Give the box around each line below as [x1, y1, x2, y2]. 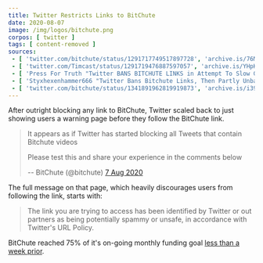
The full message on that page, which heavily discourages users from [8, 183, 233, 193]
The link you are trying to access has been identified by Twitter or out [27, 207, 252, 216]
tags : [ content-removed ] [8, 41, 96, 49]
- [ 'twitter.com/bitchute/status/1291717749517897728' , [11, 56, 201, 63]
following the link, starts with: [8, 191, 103, 200]
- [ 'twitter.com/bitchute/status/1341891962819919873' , [11, 84, 201, 92]
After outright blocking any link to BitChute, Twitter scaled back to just [8, 106, 234, 115]
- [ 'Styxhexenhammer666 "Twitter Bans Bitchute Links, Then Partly [11, 77, 240, 85]
